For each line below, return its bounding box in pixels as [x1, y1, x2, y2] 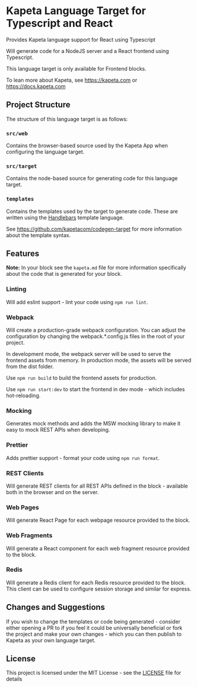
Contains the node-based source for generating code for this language [6, 175, 178, 182]
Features [6, 249, 39, 259]
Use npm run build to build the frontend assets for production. [6, 375, 157, 382]
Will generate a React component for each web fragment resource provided [6, 545, 190, 552]
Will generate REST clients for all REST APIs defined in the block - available [6, 482, 188, 489]
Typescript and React [6, 16, 113, 30]
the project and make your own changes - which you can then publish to [6, 631, 182, 638]
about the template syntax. [6, 231, 71, 239]
